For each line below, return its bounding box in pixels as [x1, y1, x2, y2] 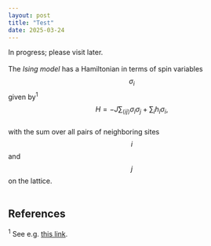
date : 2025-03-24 [8, 26, 65, 34]
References [8, 207, 66, 221]
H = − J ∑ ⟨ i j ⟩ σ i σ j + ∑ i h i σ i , [95, 104, 169, 116]
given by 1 [8, 91, 38, 101]
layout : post [8, 11, 51, 20]
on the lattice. [8, 176, 53, 185]
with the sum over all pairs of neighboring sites [8, 127, 160, 136]
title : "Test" [8, 19, 55, 27]
